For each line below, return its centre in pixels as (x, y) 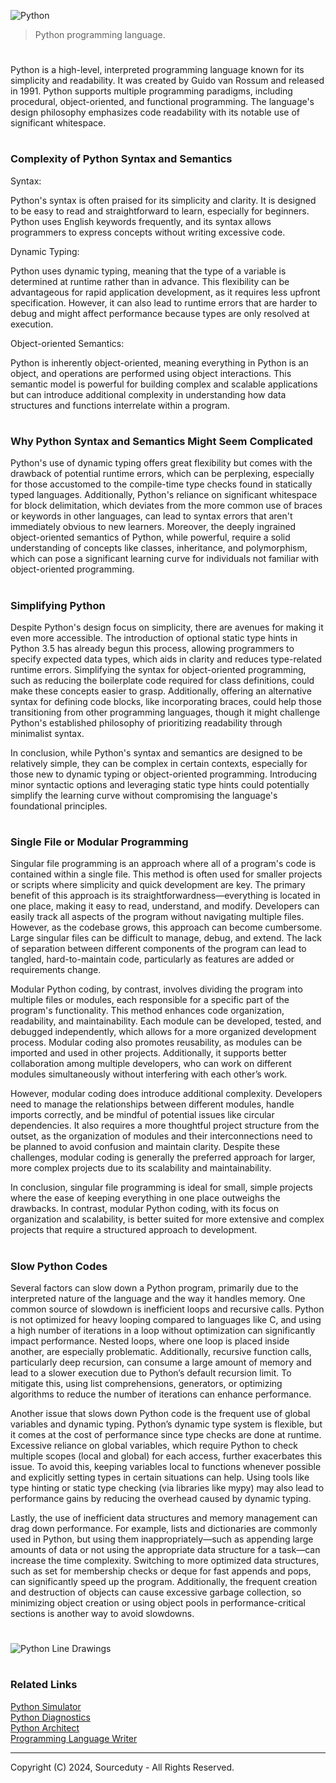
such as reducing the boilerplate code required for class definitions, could (162, 680)
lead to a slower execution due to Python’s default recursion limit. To (151, 1373)
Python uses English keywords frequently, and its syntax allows (141, 221)
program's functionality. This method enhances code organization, (147, 1011)
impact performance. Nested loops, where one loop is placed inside (150, 1341)
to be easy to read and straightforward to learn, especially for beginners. (160, 211)
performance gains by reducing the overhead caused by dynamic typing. (161, 1498)
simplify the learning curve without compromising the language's (144, 795)
